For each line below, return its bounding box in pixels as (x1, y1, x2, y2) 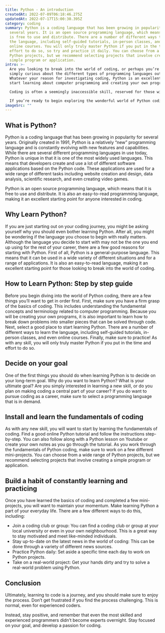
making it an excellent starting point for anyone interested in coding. (5, 196, 143, 202)
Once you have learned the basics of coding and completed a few (5, 498, 138, 503)
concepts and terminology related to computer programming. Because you (5, 308, 156, 314)
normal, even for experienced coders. (5, 602, 82, 608)
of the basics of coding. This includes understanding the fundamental (5, 303, 146, 309)
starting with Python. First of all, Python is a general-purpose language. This (5, 249, 160, 255)
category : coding (5, 21, 41, 26)
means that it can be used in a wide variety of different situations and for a (5, 255, 156, 261)
